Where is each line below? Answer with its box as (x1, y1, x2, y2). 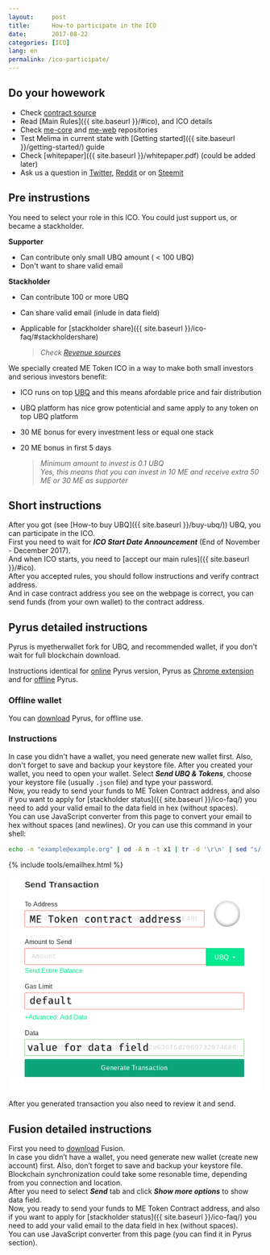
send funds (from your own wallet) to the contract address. (8, 597, 205, 607)
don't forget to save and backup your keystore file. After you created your (8, 760, 253, 770)
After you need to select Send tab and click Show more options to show (8, 1186, 249, 1196)
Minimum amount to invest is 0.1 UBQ (39, 458, 164, 468)
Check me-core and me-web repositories (19, 125, 159, 135)
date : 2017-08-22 (8, 30, 89, 38)
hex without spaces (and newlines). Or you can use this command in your (8, 820, 252, 829)
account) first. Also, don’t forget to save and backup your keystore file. (8, 1161, 243, 1170)
